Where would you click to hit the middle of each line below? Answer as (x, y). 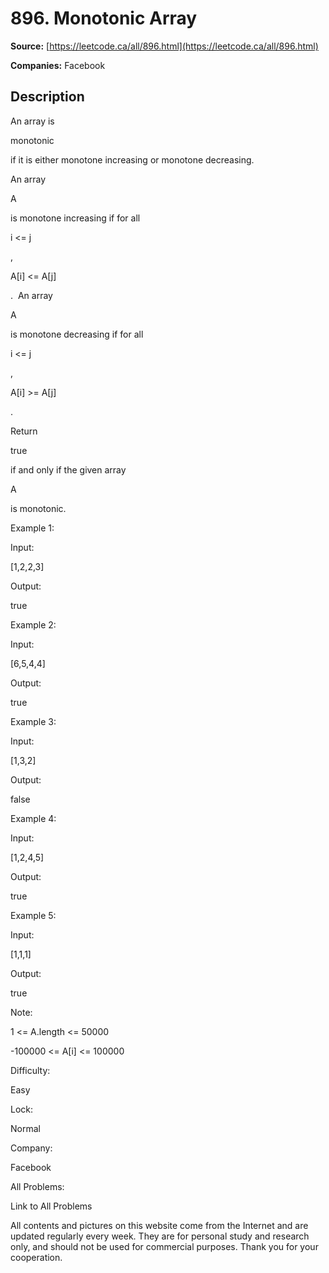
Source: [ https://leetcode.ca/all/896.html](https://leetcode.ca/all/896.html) (164, 46)
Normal (25, 1128)
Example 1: (32, 528)
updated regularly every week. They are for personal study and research (160, 1236)
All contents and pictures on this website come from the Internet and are (159, 1225)
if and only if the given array (68, 469)
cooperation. (36, 1257)
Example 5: (33, 915)
